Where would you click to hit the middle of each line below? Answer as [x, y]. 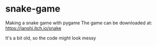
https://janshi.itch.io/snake [33, 28]
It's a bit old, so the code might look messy [51, 38]
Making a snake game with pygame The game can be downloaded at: [79, 23]
